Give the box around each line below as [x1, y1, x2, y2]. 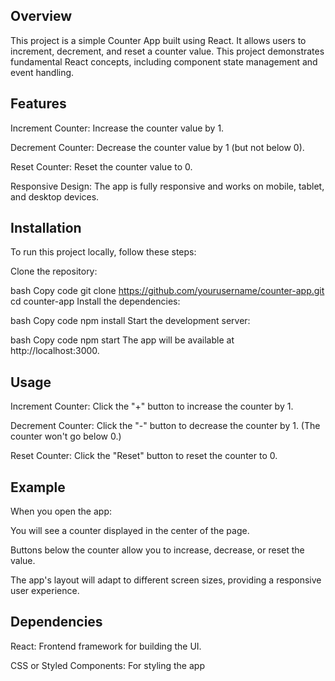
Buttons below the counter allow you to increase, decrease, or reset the [10, 544, 305, 556]
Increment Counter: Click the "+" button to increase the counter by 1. [10, 400, 294, 413]
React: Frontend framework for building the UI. [10, 640, 202, 652]
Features [10, 95, 67, 113]
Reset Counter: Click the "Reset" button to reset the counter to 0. [10, 450, 278, 462]
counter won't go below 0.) [10, 430, 122, 443]
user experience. [10, 585, 80, 597]
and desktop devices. [10, 190, 100, 203]
